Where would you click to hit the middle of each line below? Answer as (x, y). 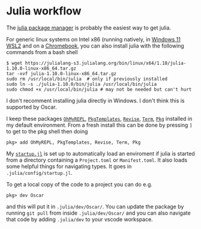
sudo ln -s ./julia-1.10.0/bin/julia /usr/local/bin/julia (82, 84)
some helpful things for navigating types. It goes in (69, 166)
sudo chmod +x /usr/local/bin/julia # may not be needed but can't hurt (99, 89)
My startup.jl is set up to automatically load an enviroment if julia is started (100, 153)
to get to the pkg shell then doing (47, 131)
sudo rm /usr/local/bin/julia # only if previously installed (87, 79)
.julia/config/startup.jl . (39, 173)
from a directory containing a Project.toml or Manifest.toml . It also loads (97, 160)
